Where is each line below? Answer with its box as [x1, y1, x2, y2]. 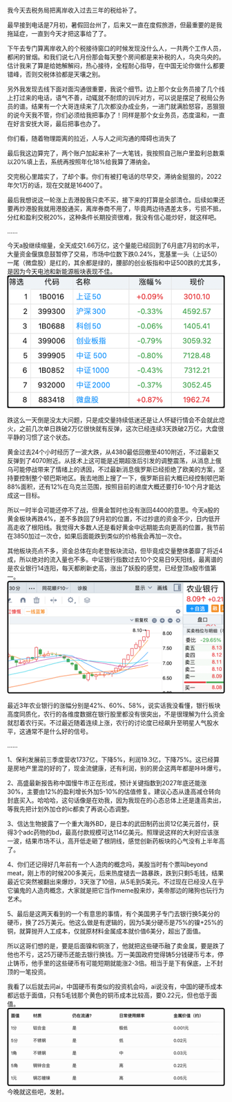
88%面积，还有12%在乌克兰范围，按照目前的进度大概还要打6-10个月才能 [7, 482, 215, 491]
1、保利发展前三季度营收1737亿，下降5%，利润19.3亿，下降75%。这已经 [7, 755, 214, 764]
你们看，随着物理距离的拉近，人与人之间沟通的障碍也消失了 [7, 134, 177, 142]
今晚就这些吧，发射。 [7, 1087, 68, 1096]
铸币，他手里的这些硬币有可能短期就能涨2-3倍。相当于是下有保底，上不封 [12, 959, 223, 968]
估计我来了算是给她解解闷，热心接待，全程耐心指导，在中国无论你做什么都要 [7, 62, 225, 69]
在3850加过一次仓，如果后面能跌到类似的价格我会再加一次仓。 [7, 532, 186, 541]
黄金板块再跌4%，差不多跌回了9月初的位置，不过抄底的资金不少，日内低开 [7, 515, 221, 523]
